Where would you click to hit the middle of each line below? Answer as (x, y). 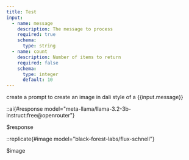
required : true (37, 35)
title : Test (21, 12)
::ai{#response (25, 109)
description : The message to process (65, 29)
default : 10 (37, 80)
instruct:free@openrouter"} (41, 116)
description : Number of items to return (69, 57)
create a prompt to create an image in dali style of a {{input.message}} (95, 97)
